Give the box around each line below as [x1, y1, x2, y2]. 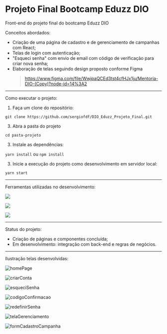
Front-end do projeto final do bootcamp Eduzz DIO [5, 20, 109, 26]
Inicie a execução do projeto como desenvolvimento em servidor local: [12, 161, 158, 167]
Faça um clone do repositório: [12, 105, 74, 111]
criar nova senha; [12, 60, 48, 66]
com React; [12, 44, 36, 50]
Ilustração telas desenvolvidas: [5, 255, 69, 261]
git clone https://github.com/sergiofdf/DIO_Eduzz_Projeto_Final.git [5, 114, 153, 119]
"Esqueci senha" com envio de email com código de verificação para [12, 55, 154, 61]
